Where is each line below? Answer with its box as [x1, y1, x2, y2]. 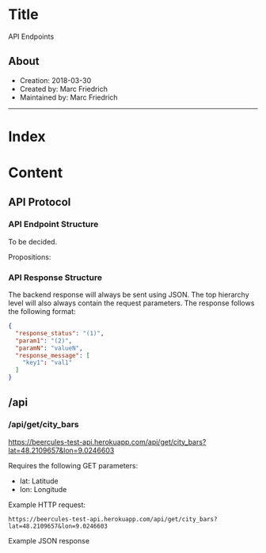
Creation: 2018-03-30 [19, 75, 92, 85]
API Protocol [8, 195, 71, 209]
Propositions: [8, 252, 51, 262]
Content [8, 164, 63, 182]
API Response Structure [8, 271, 103, 282]
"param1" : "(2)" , [15, 336, 73, 345]
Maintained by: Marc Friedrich [19, 93, 118, 102]
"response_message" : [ [15, 351, 90, 359]
